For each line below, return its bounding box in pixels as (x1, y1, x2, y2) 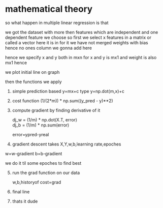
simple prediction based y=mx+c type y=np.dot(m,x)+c (12, 88, 125, 94)
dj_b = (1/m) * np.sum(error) (12, 122, 69, 128)
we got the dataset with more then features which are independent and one (5, 29, 159, 35)
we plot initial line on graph (5, 69, 60, 75)
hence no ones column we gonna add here (5, 45, 92, 51)
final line (12, 188, 30, 195)
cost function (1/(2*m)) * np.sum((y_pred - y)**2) (12, 97, 113, 104)
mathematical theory (5, 3, 93, 15)
